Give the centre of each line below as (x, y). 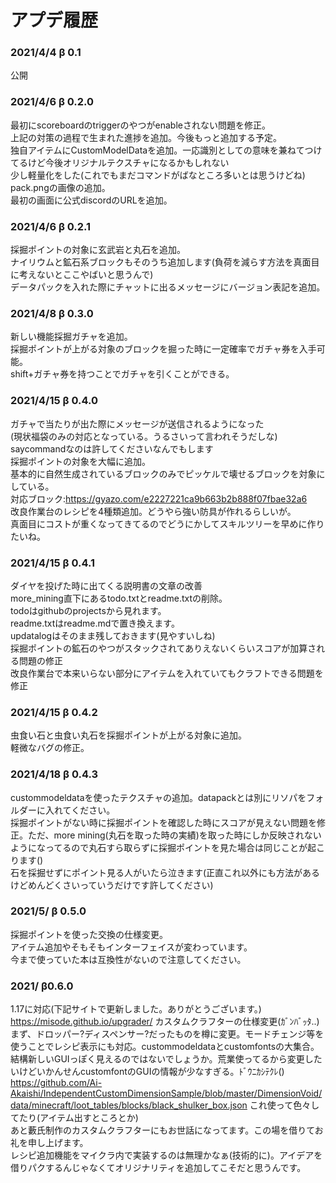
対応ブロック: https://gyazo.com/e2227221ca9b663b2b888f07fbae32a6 (159, 498)
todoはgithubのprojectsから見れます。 (88, 610)
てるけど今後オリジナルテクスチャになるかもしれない (120, 162)
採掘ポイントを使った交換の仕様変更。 (89, 934)
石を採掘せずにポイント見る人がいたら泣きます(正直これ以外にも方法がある (165, 872)
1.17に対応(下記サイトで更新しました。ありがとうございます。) (136, 1009)
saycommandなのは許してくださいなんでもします (112, 448)
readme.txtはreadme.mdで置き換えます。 (95, 623)
